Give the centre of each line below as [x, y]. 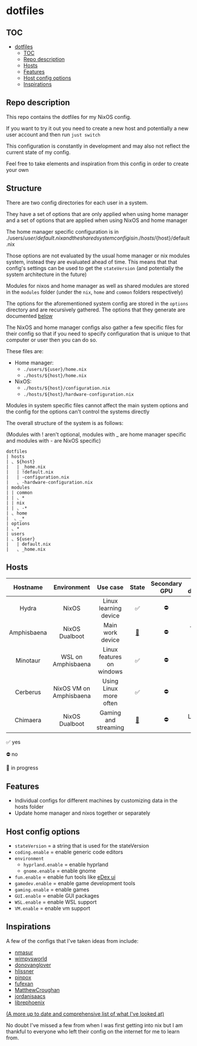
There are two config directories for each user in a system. [77, 202]
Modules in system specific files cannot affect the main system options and [97, 405]
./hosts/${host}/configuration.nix [67, 388]
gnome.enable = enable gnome [60, 871]
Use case [111, 587]
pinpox [23, 977]
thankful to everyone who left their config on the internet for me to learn [93, 1031]
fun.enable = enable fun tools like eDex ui [65, 877]
